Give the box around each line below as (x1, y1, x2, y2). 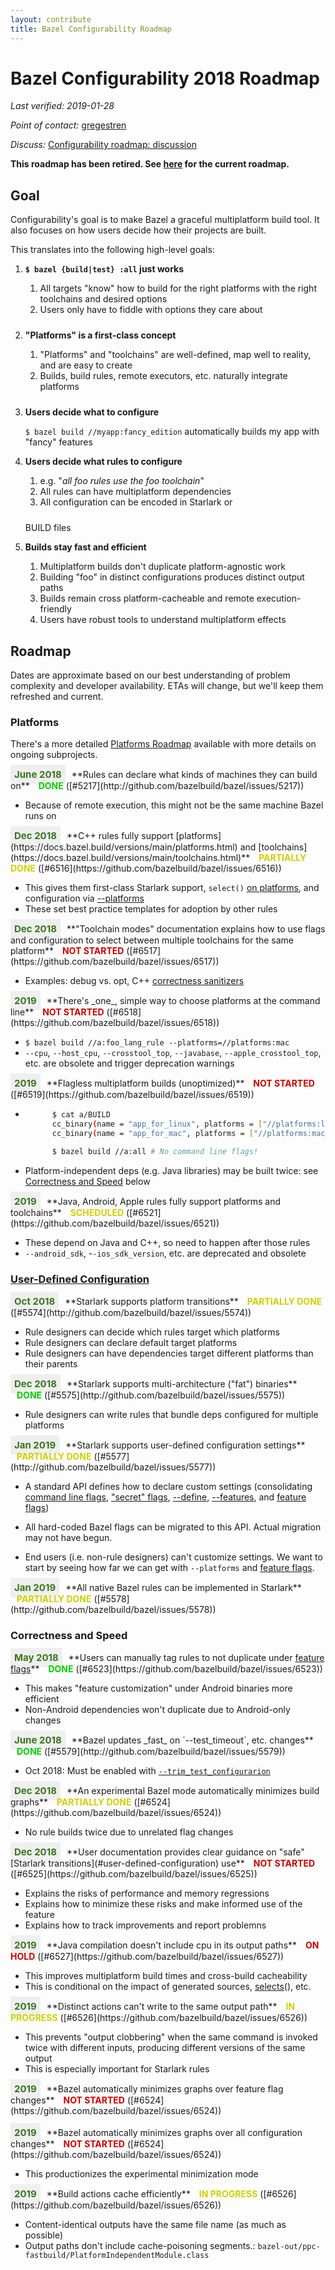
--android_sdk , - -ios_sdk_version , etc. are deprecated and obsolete (24, 1247, 307, 1259)
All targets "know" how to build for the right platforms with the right (39, 282, 317, 295)
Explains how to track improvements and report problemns (24, 1919, 267, 1931)
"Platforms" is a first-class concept (24, 329, 177, 341)
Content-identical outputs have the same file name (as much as (24, 2219, 287, 2231)
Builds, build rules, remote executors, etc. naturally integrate (39, 370, 288, 382)
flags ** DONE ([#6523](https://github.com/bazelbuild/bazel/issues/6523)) (10, 1663, 323, 1675)
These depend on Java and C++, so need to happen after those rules (24, 1236, 311, 1248)
